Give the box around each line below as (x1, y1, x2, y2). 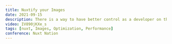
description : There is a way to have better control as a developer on (5, 17, 161, 22)
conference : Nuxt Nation (5, 31, 58, 36)
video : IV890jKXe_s (5, 21, 47, 27)
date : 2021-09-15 (5, 12, 42, 17)
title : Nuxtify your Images (5, 7, 66, 13)
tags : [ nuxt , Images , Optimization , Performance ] (5, 26, 114, 31)
